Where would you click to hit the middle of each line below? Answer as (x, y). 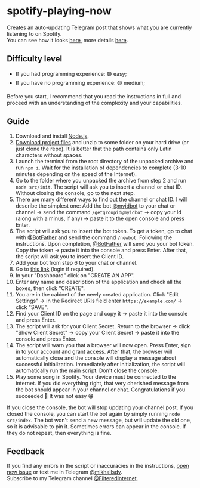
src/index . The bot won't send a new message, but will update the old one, (99, 420)
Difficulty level (34, 59)
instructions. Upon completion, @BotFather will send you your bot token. (105, 243)
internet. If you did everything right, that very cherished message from (102, 383)
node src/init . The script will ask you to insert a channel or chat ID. (99, 187)
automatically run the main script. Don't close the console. (87, 370)
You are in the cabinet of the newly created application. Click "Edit (97, 294)
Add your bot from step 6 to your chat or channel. (76, 262)
